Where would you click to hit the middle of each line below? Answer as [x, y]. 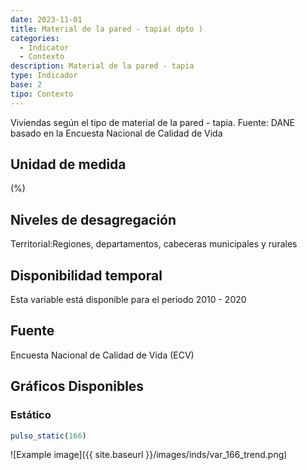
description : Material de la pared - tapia [102, 66]
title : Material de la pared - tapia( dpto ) [106, 29]
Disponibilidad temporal [86, 275]
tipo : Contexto [42, 94]
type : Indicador [44, 76]
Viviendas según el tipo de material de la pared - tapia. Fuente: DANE [153, 122]
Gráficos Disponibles [77, 386]
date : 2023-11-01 [46, 19]
